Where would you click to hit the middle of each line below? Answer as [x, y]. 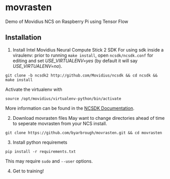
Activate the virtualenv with [34, 89]
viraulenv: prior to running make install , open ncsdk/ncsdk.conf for [83, 55]
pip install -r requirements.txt [41, 151]
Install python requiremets [40, 142]
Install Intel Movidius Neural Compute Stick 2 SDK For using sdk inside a [88, 49]
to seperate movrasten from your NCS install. [60, 123]
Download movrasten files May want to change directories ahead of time [89, 118]
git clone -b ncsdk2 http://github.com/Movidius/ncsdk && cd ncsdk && [81, 75]
